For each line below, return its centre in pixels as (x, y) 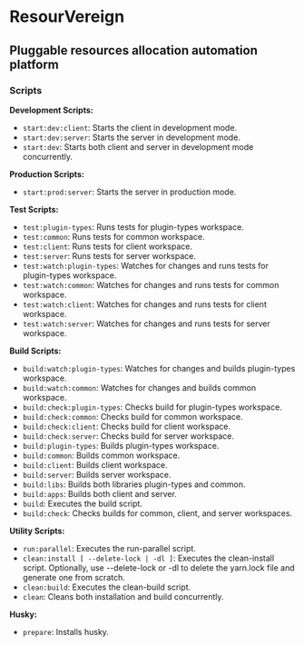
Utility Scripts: (37, 531)
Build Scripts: (35, 351)
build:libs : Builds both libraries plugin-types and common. (134, 484)
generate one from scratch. (74, 577)
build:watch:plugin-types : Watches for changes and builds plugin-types (159, 368)
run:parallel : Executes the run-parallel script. (109, 548)
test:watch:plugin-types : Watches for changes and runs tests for (146, 265)
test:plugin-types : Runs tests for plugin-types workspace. (133, 227)
